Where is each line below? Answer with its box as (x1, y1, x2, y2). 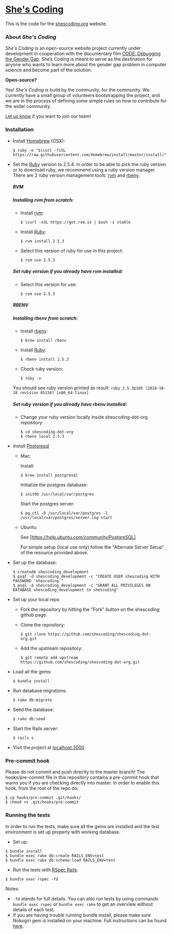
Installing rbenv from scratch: (12, 315, 78, 321)
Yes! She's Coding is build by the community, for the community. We (5, 87, 150, 93)
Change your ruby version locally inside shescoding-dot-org (20, 414, 148, 420)
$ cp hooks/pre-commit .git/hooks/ (5, 795, 81, 800)
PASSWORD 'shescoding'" (12, 578, 64, 584)
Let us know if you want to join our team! (5, 113, 91, 119)
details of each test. (12, 906, 55, 912)
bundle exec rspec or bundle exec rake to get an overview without (12, 901, 153, 907)
